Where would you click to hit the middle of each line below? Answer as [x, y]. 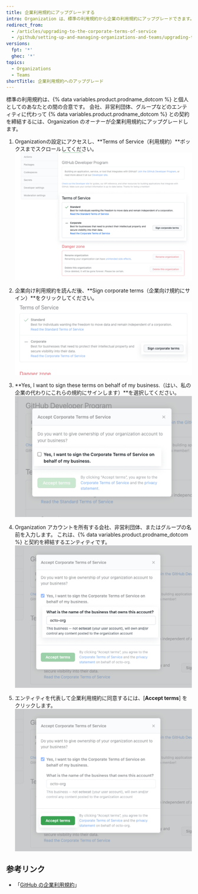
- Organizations [31, 69]
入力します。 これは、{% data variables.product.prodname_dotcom [107, 535]
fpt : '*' [22, 50]
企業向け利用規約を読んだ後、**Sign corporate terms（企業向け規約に [100, 291]
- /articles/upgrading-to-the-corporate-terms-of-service [84, 31]
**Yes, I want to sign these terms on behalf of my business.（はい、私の [103, 385]
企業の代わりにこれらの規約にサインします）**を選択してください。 [97, 393]
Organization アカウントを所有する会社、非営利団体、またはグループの [100, 527]
